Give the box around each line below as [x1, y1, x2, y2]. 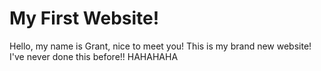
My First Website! [9, 7, 160, 30]
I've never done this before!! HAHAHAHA [9, 50, 179, 62]
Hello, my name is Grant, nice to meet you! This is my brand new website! [9, 40, 312, 52]
